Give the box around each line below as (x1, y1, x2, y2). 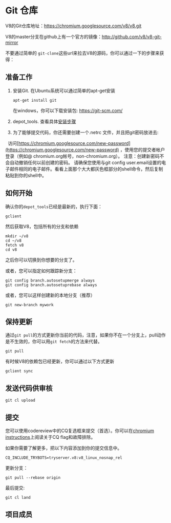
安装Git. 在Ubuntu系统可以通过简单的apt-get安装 (12, 87, 116, 94)
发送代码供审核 (5, 384, 53, 393)
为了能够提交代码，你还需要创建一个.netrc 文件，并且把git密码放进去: (12, 129, 159, 135)
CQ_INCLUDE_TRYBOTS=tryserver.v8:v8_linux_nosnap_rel (5, 455, 123, 460)
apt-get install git (12, 98, 57, 103)
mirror (5, 39, 18, 45)
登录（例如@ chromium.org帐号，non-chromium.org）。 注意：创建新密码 (5, 153, 160, 159)
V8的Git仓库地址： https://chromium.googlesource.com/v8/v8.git (5, 23, 142, 29)
